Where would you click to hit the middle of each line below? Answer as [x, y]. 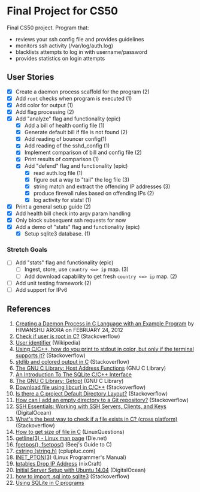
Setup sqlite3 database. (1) [57, 234]
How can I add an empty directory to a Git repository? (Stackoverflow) [102, 400]
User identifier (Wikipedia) [48, 342]
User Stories [31, 77]
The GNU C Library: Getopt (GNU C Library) [69, 381]
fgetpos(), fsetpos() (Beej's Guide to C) [64, 444]
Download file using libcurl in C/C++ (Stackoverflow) [81, 387]
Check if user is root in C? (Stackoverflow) [68, 336]
